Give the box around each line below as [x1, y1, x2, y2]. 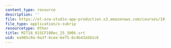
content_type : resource [5, 7, 56, 12]
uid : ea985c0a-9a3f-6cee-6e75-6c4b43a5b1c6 [5, 35, 99, 40]
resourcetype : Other [5, 26, 49, 31]
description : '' [5, 12, 40, 17]
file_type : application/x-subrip [5, 21, 76, 26]
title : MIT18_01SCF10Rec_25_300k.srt [5, 30, 85, 35]
